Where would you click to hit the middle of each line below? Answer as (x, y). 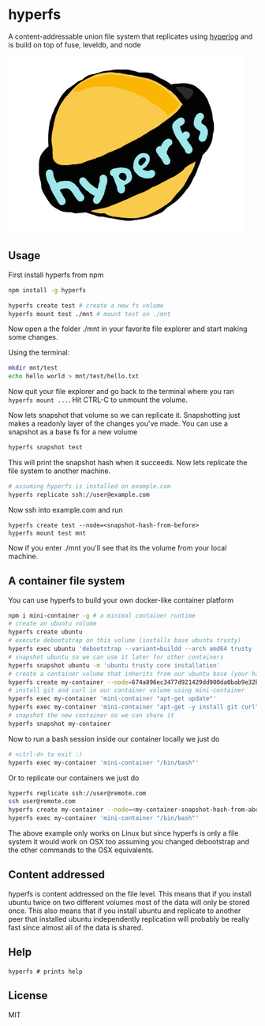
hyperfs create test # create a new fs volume (86, 306)
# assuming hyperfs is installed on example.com (90, 487)
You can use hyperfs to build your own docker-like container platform (121, 600)
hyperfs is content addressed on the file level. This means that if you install (130, 893)
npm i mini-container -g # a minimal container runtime (102, 615)
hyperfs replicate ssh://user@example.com (79, 494)
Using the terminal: (39, 352)
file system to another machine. (60, 471)
